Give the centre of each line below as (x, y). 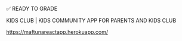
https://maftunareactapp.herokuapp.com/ (57, 32)
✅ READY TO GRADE (32, 9)
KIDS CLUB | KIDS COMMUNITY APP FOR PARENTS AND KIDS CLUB (91, 20)
